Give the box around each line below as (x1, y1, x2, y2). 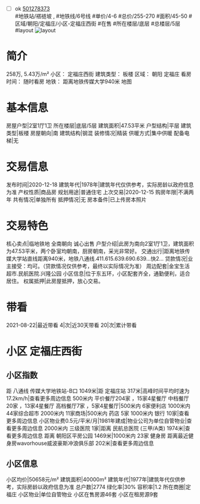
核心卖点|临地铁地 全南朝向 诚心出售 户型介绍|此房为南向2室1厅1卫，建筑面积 (6, 240, 195, 247)
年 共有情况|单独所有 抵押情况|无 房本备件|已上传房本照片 (6, 196, 147, 203)
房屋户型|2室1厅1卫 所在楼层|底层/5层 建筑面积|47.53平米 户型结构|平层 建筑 (6, 122, 192, 129)
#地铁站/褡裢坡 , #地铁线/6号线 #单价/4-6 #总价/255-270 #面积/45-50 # (14, 13, 192, 20)
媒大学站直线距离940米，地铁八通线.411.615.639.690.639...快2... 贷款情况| (6, 255, 188, 262)
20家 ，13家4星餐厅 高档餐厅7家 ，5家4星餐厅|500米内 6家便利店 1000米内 (6, 402, 191, 409)
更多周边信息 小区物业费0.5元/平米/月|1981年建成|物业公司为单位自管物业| (6, 417, 187, 424)
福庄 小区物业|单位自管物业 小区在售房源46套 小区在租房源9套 (6, 490, 158, 498)
